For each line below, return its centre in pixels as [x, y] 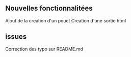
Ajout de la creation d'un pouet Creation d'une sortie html [66, 20]
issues [16, 37]
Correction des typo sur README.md [44, 49]
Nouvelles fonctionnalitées [49, 8]
